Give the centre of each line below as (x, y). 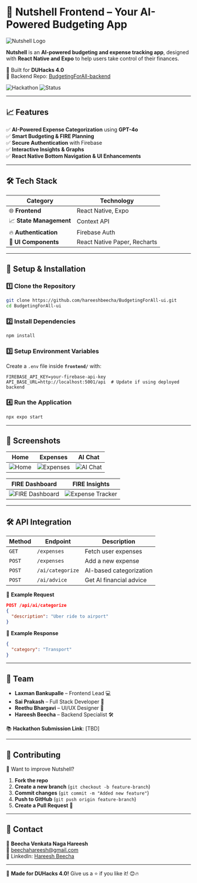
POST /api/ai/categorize (36, 606)
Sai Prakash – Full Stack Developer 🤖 (59, 702)
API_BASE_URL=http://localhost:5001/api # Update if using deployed (93, 382)
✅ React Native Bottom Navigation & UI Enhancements (74, 156)
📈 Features (27, 112)
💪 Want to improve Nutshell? (40, 769)
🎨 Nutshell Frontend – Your (72, 12)
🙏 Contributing (33, 755)
